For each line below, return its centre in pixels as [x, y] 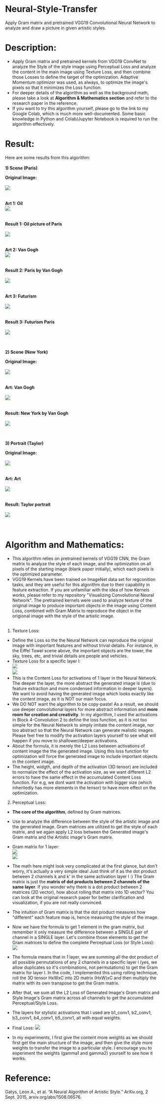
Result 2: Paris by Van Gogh [34, 270]
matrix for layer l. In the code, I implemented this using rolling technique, [85, 972]
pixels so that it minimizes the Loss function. [57, 87]
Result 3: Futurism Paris [30, 322]
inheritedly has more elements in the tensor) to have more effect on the [84, 787]
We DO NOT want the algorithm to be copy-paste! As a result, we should [85, 704]
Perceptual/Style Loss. [35, 1003]
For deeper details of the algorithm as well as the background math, [81, 92]
